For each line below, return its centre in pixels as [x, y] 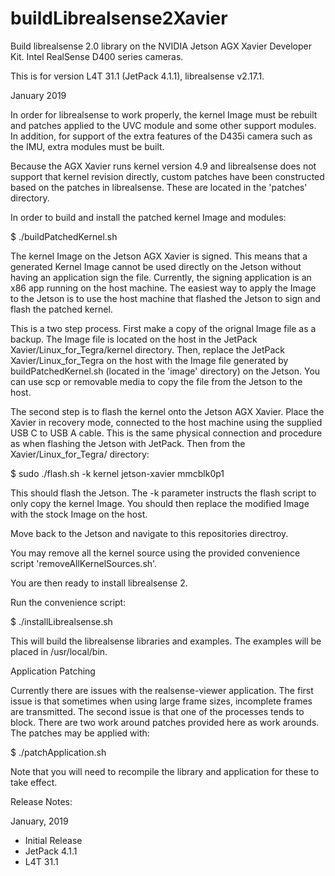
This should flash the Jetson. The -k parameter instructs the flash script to [163, 493]
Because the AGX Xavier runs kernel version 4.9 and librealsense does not [163, 166]
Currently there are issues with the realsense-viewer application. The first [162, 690]
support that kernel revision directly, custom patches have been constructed [167, 176]
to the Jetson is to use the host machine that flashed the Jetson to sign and [165, 298]
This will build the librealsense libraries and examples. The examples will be [166, 641]
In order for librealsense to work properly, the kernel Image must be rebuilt [164, 114]
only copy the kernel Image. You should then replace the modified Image [160, 503]
